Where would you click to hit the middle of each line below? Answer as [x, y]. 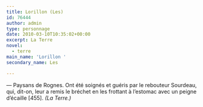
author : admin [24, 23]
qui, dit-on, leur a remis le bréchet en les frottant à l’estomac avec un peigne [101, 91]
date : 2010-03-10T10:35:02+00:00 [48, 34]
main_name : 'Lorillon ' [36, 57]
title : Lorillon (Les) [35, 12]
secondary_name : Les [32, 62]
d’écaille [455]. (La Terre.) [39, 98]
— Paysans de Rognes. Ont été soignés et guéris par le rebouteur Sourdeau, [101, 85]
